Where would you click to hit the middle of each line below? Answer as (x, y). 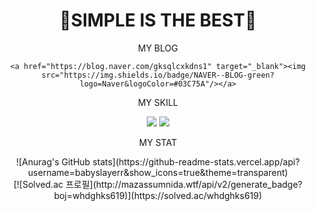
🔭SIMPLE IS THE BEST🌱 (158, 20)
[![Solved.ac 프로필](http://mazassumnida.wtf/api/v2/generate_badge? (158, 184)
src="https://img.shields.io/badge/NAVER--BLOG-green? (158, 75)
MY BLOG (158, 48)
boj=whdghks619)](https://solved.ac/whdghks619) (158, 195)
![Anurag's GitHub (53, 161)
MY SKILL (158, 102)
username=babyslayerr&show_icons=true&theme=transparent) (158, 172)
